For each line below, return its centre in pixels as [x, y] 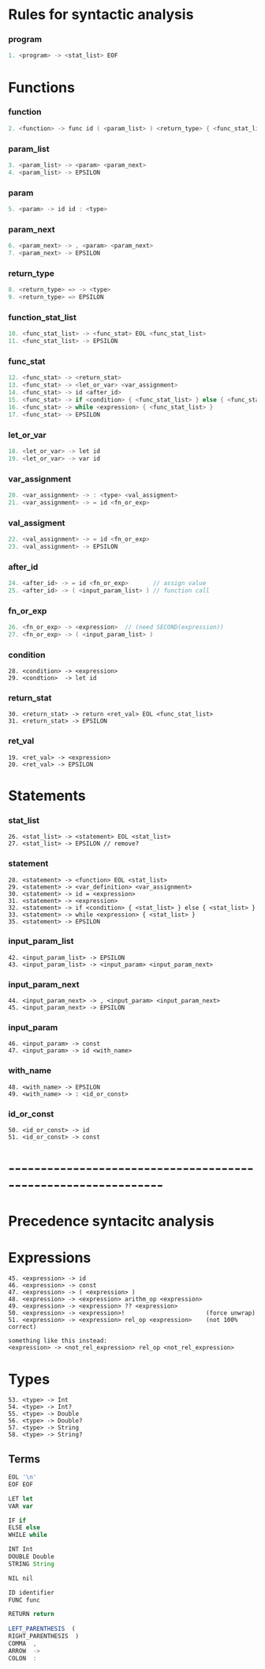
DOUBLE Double [32, 1557]
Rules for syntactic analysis [101, 15]
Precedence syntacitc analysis [111, 1221]
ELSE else [24, 1527]
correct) [22, 1327]
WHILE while [28, 1535]
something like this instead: [58, 1341]
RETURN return [32, 1614]
